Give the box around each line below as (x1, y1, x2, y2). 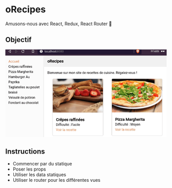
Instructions (5, 147, 45, 156)
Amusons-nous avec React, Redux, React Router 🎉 (5, 21, 112, 27)
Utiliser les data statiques (12, 172, 67, 178)
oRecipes (5, 4, 46, 15)
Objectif (5, 35, 32, 44)
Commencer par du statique (12, 161, 73, 167)
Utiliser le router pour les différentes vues (12, 177, 101, 183)
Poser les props (12, 166, 46, 173)
